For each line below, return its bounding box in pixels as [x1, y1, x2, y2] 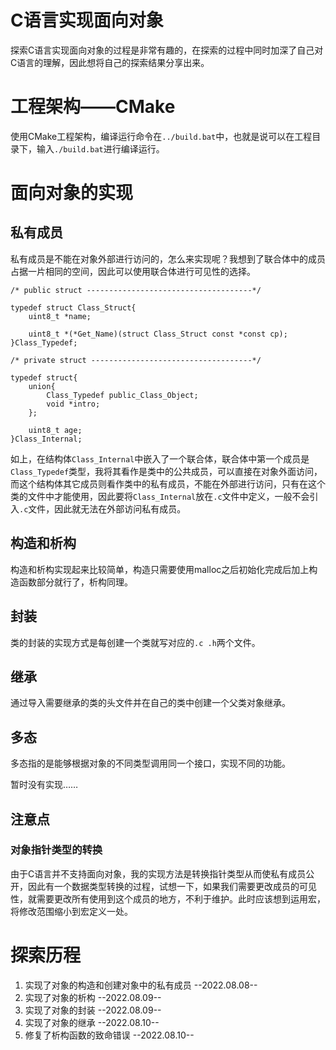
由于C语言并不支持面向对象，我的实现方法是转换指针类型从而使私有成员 [10, 867, 307, 880]
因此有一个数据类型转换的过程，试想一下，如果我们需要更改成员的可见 [27, 880, 317, 892]
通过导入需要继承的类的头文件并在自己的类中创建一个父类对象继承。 [10, 697, 291, 709]
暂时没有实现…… [10, 779, 79, 791]
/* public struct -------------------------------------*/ [10, 285, 262, 295]
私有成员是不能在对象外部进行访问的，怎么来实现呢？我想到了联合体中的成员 [10, 252, 326, 265]
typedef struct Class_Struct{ [10, 302, 137, 313]
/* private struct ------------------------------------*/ [10, 355, 262, 365]
